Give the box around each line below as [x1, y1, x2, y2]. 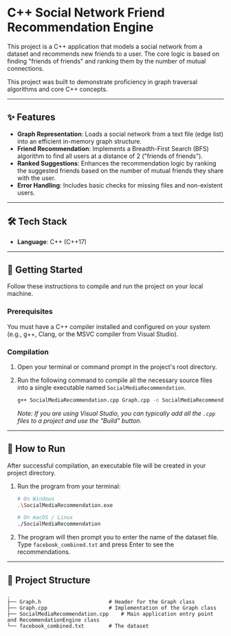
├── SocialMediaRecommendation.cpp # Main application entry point [7, 610, 214, 617]
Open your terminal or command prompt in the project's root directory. [16, 362, 217, 370]
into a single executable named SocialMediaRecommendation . [16, 383, 186, 391]
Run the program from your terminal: [16, 481, 121, 490]
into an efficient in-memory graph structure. [16, 137, 142, 146]
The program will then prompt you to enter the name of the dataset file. [16, 533, 219, 541]
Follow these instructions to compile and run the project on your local [7, 282, 203, 290]
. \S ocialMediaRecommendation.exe [16, 501, 113, 508]
